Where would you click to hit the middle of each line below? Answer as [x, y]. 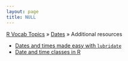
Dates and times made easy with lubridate [68, 46]
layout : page [23, 12]
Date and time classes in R [48, 52]
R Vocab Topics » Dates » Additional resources [64, 34]
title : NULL [21, 17]
